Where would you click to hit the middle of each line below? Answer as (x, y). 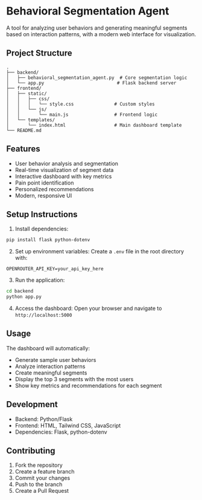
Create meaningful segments (51, 373)
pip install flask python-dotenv (48, 240)
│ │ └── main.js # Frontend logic (82, 115)
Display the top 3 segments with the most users (74, 379)
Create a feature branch (45, 472)
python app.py (24, 297)
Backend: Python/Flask (44, 419)
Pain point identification (44, 183)
